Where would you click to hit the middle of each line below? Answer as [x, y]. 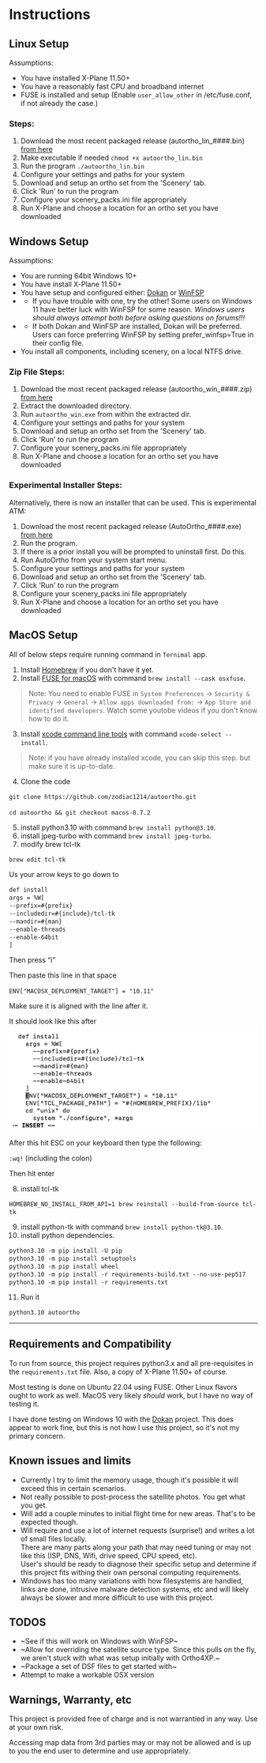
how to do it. [49, 718]
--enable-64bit [34, 937]
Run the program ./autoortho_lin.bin [82, 166]
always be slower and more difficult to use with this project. [117, 1597]
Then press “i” [32, 959]
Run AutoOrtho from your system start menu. [94, 560]
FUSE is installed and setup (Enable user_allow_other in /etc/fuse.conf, [136, 95]
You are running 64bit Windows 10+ [79, 276]
